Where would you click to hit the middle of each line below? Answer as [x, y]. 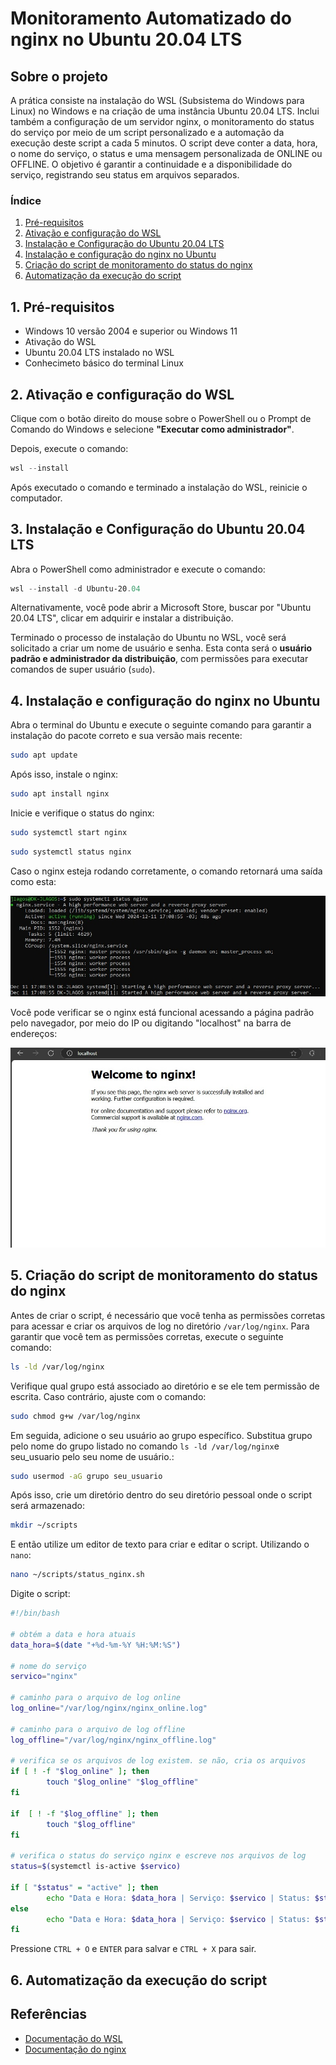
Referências [49, 2014]
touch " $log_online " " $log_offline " [122, 1782]
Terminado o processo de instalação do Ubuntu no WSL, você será [148, 638]
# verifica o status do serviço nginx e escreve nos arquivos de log [158, 1856]
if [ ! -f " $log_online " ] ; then [80, 1772]
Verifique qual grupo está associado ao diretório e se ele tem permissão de [165, 1386]
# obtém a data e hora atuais [73, 1634]
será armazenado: [47, 1506]
